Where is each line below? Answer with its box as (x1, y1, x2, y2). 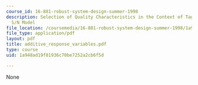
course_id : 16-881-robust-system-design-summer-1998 (6, 8, 138, 15)
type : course (6, 47, 38, 53)
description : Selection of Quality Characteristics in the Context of (6, 14, 183, 20)
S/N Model (11, 19, 35, 25)
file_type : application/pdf (6, 30, 75, 36)
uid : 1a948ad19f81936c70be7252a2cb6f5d (6, 52, 104, 58)
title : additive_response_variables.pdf (6, 42, 107, 47)
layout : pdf (6, 36, 35, 42)
